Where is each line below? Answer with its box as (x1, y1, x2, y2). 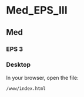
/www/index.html (6, 85, 46, 92)
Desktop (6, 60, 31, 69)
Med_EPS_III (6, 4, 68, 17)
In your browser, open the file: (6, 74, 79, 81)
